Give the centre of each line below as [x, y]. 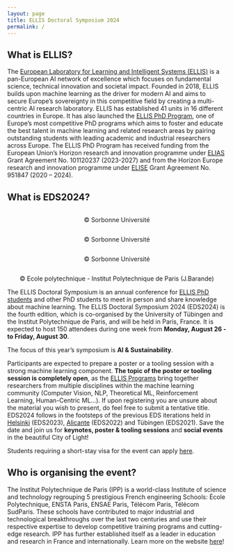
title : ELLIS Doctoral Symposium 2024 [63, 20]
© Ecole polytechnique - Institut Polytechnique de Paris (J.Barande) [117, 278]
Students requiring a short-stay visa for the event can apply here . [101, 451]
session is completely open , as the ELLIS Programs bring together [103, 378]
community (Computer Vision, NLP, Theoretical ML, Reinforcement [103, 393]
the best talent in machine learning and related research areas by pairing [111, 131]
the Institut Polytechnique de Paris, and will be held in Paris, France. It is [111, 322]
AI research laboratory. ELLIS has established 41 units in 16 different [126, 109]
